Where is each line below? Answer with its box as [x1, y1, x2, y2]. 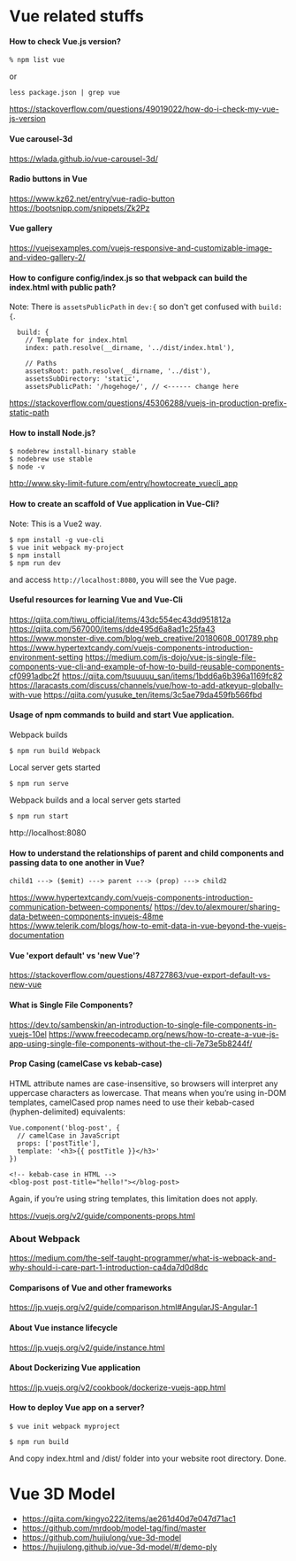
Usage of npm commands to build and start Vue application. [9, 710, 235, 720]
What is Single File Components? [9, 999, 133, 1011]
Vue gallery [9, 223, 53, 234]
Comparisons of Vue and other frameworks [9, 1282, 172, 1293]
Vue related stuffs [9, 6, 144, 27]
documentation [9, 930, 65, 941]
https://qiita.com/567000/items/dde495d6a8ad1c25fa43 [9, 623, 216, 634]
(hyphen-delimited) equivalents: [9, 1106, 125, 1117]
